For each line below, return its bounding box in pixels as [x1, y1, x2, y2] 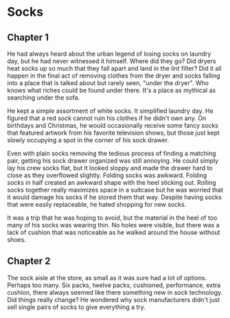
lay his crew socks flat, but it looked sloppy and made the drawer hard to [7, 164, 213, 172]
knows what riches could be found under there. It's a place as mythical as [7, 87, 216, 94]
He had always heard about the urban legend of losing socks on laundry [7, 49, 211, 58]
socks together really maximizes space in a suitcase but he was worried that [7, 186, 223, 194]
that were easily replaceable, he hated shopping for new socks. [7, 201, 187, 208]
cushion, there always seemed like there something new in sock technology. [7, 288, 223, 296]
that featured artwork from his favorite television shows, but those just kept [7, 128, 220, 137]
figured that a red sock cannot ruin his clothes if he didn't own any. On [7, 114, 207, 122]
